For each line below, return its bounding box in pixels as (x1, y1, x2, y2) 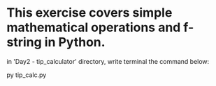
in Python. (44, 35, 106, 50)
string (6, 35, 43, 50)
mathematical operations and (6, 19, 181, 35)
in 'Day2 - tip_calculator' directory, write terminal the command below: (6, 57, 210, 65)
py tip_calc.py (6, 71, 47, 79)
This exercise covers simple (6, 5, 173, 21)
